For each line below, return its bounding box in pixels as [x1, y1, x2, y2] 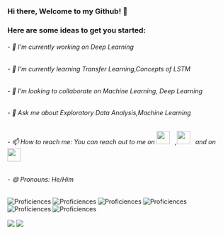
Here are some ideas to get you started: [7, 25, 147, 35]
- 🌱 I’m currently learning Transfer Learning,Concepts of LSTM [7, 65, 191, 74]
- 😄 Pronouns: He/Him [7, 175, 74, 184]
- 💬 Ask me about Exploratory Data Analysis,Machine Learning [7, 109, 191, 117]
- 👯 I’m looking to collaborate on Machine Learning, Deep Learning [7, 86, 203, 95]
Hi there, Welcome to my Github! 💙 [7, 6, 128, 16]
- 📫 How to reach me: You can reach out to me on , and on [7, 137, 216, 146]
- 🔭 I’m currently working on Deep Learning [7, 42, 135, 52]
